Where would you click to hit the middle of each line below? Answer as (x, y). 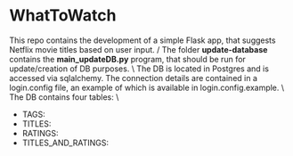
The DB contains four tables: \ (64, 97)
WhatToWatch (63, 16)
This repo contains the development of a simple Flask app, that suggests (142, 40)
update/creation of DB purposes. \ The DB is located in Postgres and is (139, 69)
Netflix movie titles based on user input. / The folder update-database (138, 49)
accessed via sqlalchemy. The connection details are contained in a (134, 78)
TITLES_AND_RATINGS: (65, 143)
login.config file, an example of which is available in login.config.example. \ (147, 87)
